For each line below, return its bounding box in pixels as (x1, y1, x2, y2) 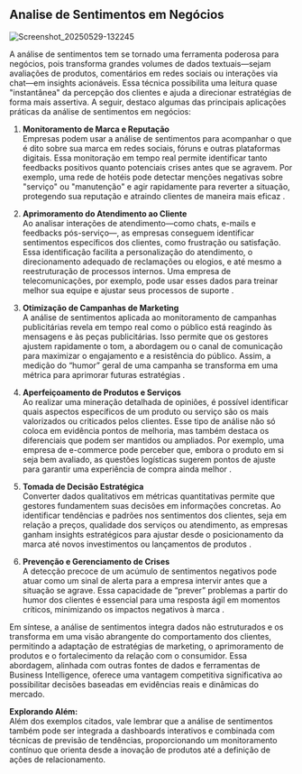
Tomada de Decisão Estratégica (22, 481, 144, 492)
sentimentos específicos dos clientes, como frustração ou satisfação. (22, 236, 281, 247)
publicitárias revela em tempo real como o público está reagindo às (22, 321, 272, 332)
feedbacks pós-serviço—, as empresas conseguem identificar (22, 227, 255, 238)
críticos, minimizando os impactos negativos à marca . (22, 604, 225, 614)
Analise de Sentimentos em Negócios (9, 7, 224, 23)
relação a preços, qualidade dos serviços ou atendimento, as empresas (22, 519, 288, 530)
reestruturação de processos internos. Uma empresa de (22, 265, 232, 276)
